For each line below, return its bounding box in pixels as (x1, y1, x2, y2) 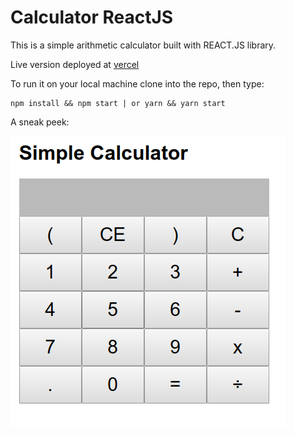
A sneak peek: (10, 116, 70, 128)
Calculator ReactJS (10, 6, 174, 29)
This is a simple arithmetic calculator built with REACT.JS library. (10, 39, 277, 51)
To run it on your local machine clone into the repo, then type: (10, 77, 265, 90)
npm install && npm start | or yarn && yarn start (10, 98, 226, 108)
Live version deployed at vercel (10, 58, 140, 70)
